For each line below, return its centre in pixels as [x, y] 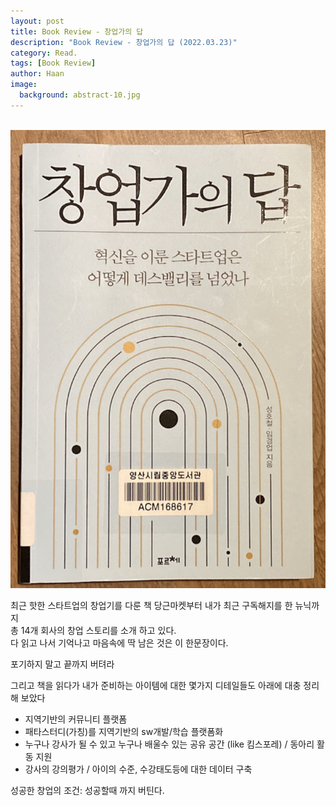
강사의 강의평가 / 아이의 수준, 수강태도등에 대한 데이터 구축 [138, 769]
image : [24, 85]
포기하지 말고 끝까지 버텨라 [62, 664]
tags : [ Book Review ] [53, 63]
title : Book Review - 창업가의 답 [77, 31]
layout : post [37, 21]
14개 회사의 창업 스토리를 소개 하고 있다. [98, 630]
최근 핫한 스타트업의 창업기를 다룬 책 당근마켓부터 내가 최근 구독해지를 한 [151, 605]
